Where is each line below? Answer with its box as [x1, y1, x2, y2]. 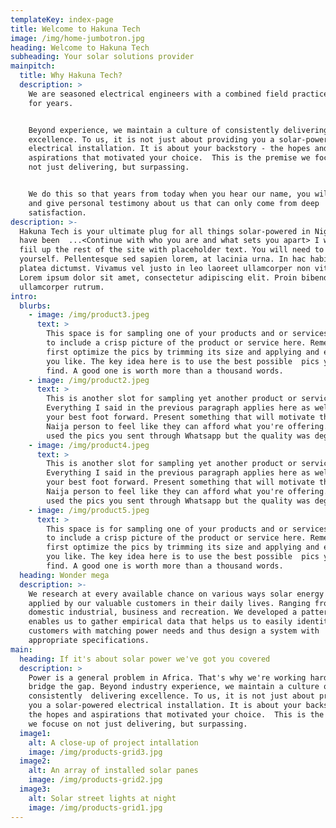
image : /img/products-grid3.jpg [28, 747, 163, 757]
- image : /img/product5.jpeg [28, 505, 150, 515]
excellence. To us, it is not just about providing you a [28, 134, 275, 145]
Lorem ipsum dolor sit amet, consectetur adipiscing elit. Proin [19, 272, 298, 283]
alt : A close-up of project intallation [28, 737, 199, 748]
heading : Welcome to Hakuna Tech [10, 42, 150, 53]
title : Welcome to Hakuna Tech [10, 24, 141, 34]
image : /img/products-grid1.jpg [28, 802, 163, 813]
